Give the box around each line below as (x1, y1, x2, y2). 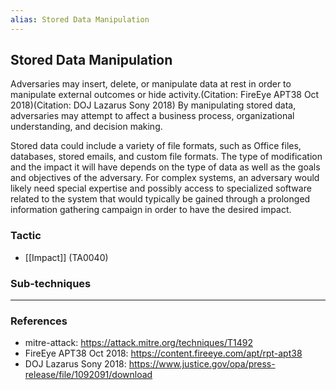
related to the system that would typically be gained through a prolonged (10, 193, 311, 205)
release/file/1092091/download (24, 369, 153, 381)
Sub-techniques (10, 276, 92, 290)
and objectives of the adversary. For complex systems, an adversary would (10, 172, 320, 184)
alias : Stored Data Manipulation (10, 14, 150, 25)
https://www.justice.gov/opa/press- (128, 358, 276, 370)
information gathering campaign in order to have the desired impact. (10, 204, 292, 216)
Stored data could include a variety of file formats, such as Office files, (10, 140, 302, 152)
